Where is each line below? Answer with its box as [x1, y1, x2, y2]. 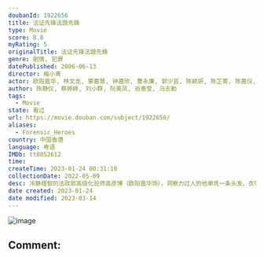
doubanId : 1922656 [8, 11, 68, 20]
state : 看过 [8, 107, 45, 115]
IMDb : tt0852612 [8, 150, 61, 158]
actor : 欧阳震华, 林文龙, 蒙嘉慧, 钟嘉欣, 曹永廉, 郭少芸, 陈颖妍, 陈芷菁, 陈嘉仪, [8, 77, 257, 85]
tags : [8, 92, 26, 100]
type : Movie [8, 26, 47, 34]
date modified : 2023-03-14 [8, 194, 97, 202]
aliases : [8, 121, 37, 129]
